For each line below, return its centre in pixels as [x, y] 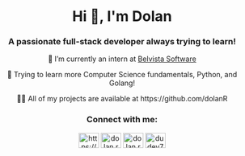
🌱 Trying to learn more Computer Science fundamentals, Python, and [122, 75]
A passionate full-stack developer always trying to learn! [122, 42]
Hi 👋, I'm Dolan [122, 16]
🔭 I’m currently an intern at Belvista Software [122, 59]
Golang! [122, 83]
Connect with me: [122, 120]
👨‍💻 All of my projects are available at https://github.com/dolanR [122, 99]
